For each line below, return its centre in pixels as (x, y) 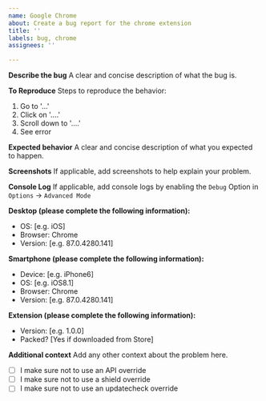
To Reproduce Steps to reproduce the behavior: (87, 91)
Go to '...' (34, 106)
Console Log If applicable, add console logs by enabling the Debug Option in (133, 187)
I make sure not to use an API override (83, 371)
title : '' (25, 30)
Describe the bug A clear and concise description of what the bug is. (123, 75)
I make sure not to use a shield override (85, 379)
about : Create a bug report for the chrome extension (100, 23)
